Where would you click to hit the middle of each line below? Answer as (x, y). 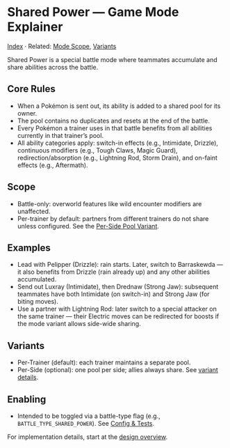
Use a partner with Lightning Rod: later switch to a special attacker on (117, 309)
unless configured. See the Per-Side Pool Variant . (88, 226)
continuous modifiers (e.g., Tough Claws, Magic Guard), (98, 150)
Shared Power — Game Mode (93, 12)
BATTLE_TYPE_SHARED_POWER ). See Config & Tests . (86, 423)
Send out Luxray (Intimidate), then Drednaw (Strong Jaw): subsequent (118, 287)
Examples (29, 248)
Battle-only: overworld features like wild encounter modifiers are (109, 203)
